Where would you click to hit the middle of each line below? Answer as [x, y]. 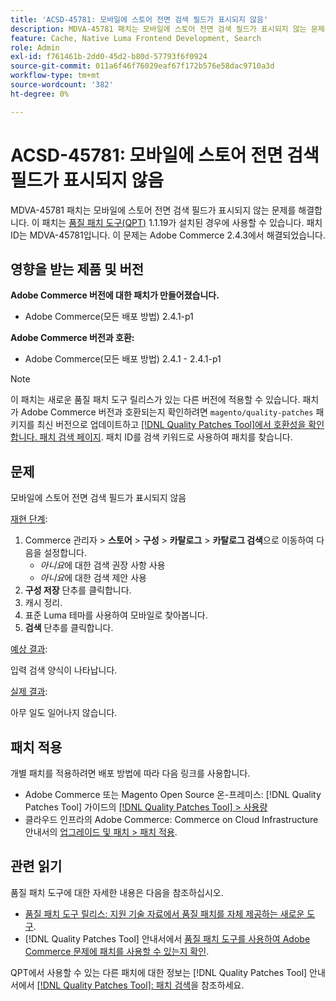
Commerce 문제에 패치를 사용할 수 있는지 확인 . [117, 951]
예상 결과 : [29, 649]
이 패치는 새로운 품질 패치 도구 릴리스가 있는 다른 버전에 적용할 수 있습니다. [155, 400]
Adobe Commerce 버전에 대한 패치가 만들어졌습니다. [115, 295]
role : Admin [35, 47]
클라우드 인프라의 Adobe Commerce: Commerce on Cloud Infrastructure [171, 819]
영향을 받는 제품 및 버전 [77, 269]
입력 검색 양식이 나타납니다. [64, 670]
